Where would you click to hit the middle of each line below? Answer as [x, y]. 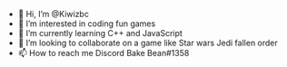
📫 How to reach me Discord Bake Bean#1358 [104, 53]
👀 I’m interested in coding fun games [87, 24]
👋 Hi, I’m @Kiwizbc [53, 14]
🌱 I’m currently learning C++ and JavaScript [100, 33]
